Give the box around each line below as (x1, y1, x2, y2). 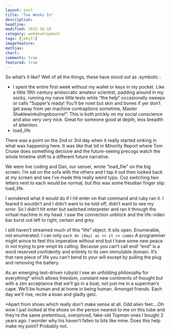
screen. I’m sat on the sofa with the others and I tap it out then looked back (5, 169, 163, 175)
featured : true (5, 60, 38, 65)
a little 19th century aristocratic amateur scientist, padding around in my (12, 89, 164, 95)
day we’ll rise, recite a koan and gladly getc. (5, 291, 98, 298)
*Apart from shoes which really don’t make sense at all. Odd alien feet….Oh (5, 301, 164, 307)
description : (5, 17, 33, 22)
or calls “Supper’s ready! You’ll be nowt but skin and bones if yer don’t (12, 100, 161, 107)
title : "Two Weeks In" (5, 12, 54, 17)
